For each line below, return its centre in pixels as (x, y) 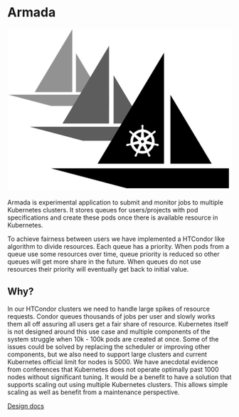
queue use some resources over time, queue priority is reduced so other (114, 254)
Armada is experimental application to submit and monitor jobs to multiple (116, 202)
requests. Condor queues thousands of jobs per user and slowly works (111, 316)
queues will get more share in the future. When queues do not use (104, 262)
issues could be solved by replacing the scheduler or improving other (109, 346)
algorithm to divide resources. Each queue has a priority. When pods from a (118, 247)
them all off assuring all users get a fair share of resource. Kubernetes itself (118, 324)
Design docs (26, 406)
